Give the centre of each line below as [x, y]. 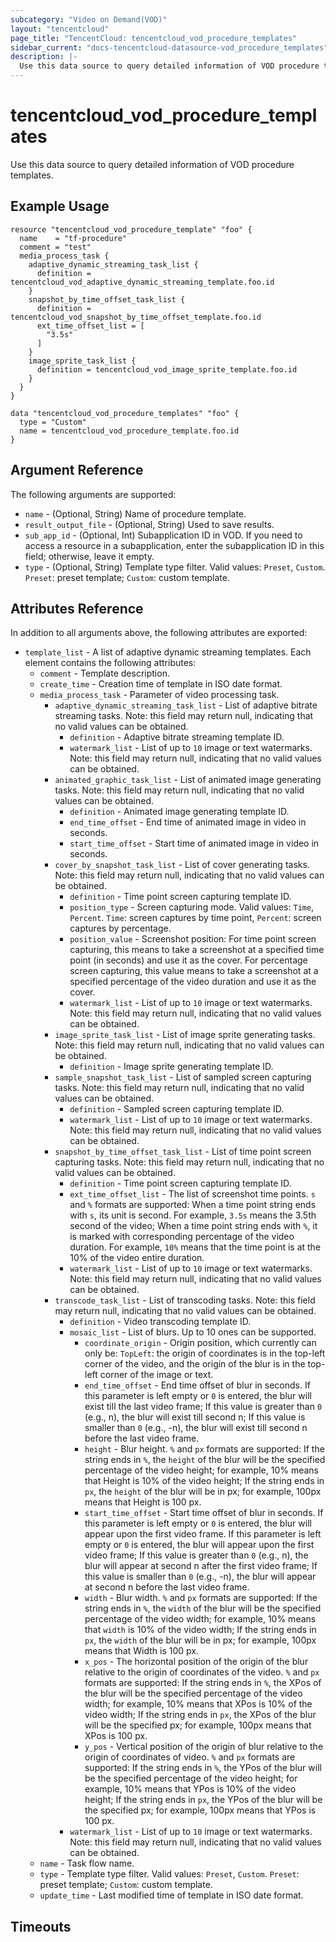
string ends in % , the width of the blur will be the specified [203, 1608]
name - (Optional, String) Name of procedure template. [135, 513]
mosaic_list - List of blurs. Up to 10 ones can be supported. [193, 1332]
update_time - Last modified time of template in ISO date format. [171, 1895]
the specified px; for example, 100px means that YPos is [200, 1810]
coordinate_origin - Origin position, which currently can [200, 1343]
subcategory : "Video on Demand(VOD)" [89, 19]
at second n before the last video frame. [167, 1587]
